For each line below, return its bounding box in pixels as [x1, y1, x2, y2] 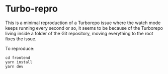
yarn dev [5, 64, 24, 69]
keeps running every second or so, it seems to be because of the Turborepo [5, 25, 163, 31]
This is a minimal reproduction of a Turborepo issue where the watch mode [5, 20, 161, 26]
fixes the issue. [5, 36, 37, 42]
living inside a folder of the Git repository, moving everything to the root [5, 30, 153, 36]
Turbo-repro [5, 3, 58, 15]
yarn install [5, 59, 33, 64]
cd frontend [5, 55, 30, 60]
